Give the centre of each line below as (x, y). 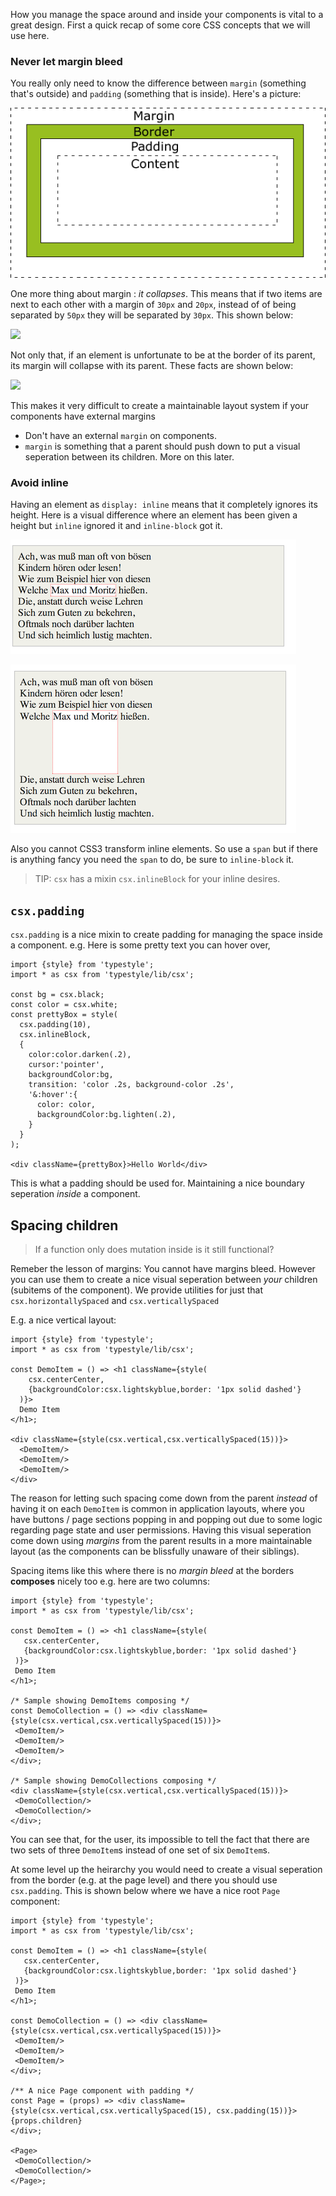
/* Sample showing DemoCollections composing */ (113, 1780)
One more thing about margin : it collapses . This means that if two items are (166, 294)
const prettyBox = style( (64, 1015)
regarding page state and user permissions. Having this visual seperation (161, 1530)
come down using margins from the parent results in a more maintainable (161, 1540)
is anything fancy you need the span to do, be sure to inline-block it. (152, 860)
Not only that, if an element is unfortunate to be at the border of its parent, (163, 355)
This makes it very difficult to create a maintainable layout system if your (160, 406)
